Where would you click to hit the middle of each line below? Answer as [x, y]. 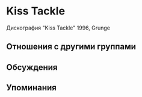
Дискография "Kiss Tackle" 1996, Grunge [58, 28]
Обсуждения [32, 67]
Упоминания [32, 88]
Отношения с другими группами [71, 47]
